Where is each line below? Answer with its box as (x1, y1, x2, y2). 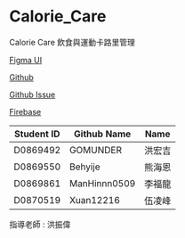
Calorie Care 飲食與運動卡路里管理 (9, 37, 135, 47)
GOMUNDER (69, 144, 123, 156)
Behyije (69, 160, 101, 173)
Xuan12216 (69, 193, 120, 206)
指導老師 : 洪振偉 (9, 218, 71, 229)
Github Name (74, 127, 132, 140)
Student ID (14, 127, 60, 140)
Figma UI (9, 54, 43, 65)
